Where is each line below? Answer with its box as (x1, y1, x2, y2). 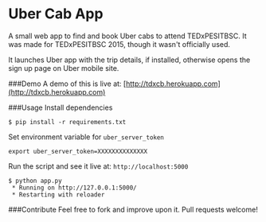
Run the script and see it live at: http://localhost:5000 (8, 161, 189, 171)
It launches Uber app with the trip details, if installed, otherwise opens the (8, 55, 251, 64)
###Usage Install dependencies (8, 103, 113, 112)
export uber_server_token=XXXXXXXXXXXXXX (8, 147, 148, 155)
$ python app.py (8, 177, 62, 185)
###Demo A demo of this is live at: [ (8, 79, 127, 88)
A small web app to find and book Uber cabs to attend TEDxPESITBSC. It (8, 31, 247, 41)
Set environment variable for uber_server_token (8, 132, 165, 142)
